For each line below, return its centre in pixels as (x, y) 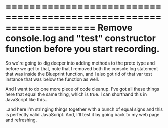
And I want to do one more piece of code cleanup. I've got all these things (82, 89)
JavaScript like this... (27, 99)
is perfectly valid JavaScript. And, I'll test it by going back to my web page (82, 114)
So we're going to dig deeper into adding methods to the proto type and (80, 63)
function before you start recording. (82, 49)
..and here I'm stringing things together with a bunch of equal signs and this (84, 109)
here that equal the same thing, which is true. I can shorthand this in (76, 94)
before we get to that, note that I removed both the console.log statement (82, 68)
